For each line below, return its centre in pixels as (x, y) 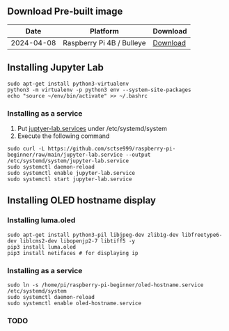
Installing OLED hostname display (82, 200)
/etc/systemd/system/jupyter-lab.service (68, 161)
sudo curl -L (26, 148)
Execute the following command (63, 136)
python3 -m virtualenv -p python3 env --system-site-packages (99, 90)
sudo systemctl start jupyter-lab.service (70, 179)
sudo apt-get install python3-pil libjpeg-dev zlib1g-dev (93, 235)
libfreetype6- (202, 235)
